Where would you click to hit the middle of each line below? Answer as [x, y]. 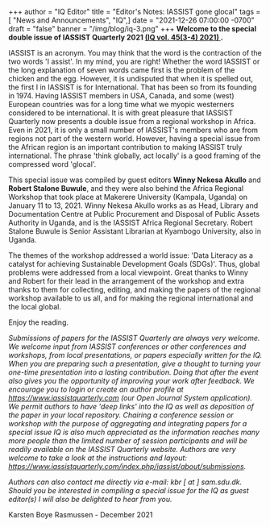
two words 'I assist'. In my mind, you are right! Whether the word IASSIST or [134, 61]
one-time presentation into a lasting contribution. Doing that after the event [134, 372]
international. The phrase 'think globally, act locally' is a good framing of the [135, 156]
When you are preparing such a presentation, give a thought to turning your [135, 363]
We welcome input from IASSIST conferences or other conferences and [127, 346]
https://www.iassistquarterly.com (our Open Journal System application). [130, 398]
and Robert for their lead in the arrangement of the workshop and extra [126, 281]
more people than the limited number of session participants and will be [128, 441]
